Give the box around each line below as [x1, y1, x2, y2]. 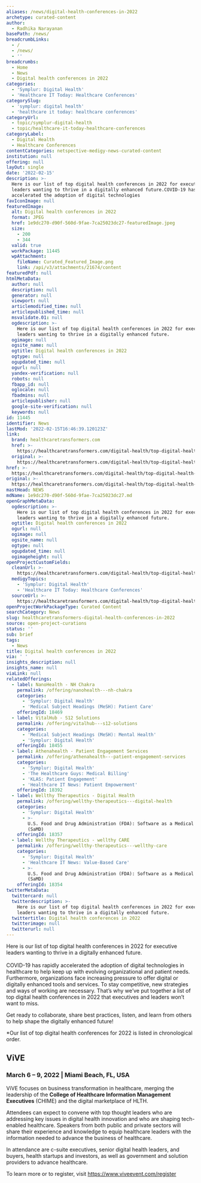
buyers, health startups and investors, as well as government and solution [6, 1152, 188, 1159]
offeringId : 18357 [17, 832, 63, 838]
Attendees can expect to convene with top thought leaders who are [6, 1109, 172, 1116]
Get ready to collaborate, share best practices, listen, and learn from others [6, 1011, 192, 1019]
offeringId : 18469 [17, 709, 63, 715]
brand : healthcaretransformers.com [11, 437, 100, 443]
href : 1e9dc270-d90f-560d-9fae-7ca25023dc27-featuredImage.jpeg [11, 220, 175, 226]
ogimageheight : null [11, 554, 63, 560]
